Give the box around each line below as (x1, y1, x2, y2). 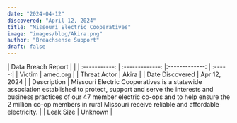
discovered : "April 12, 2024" (7, 17, 97, 24)
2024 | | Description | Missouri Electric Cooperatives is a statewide (7, 78, 202, 86)
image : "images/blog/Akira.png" (7, 30, 103, 37)
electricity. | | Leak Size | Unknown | (7, 107, 113, 116)
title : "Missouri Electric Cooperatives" (7, 23, 132, 30)
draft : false (7, 43, 46, 50)
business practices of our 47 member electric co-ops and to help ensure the (7, 93, 231, 101)
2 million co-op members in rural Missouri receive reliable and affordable (7, 100, 219, 108)
